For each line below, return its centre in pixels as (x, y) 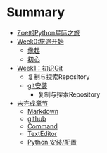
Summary (36, 12)
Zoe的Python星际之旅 (48, 32)
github (37, 118)
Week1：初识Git (39, 68)
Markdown (43, 111)
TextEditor (42, 133)
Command (42, 126)
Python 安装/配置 (52, 142)
